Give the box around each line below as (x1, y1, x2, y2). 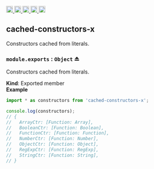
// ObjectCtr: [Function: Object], (6, 141, 99, 148)
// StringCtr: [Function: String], (6, 152, 99, 158)
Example (6, 86, 28, 93)
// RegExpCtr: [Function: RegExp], (6, 147, 99, 153)
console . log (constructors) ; (6, 108, 76, 114)
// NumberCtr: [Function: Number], (6, 136, 99, 142)
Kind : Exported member (6, 80, 65, 87)
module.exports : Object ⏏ (6, 55, 80, 63)
